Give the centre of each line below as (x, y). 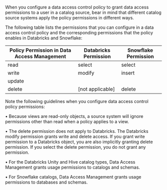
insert (128, 73)
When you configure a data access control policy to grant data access (77, 7)
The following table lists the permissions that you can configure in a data (80, 27)
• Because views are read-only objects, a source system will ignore (74, 116)
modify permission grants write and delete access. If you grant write (75, 137)
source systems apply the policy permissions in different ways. (70, 18)
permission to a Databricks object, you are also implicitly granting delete (79, 142)
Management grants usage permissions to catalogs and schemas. (73, 167)
